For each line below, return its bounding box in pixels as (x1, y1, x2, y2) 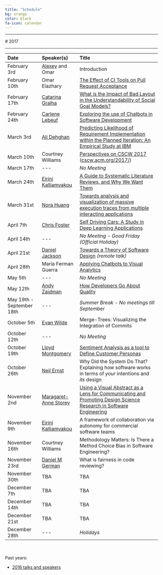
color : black (5, 16, 32, 21)
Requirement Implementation (79, 131, 146, 137)
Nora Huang (42, 202, 69, 209)
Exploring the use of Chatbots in (79, 111, 153, 117)
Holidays (79, 529, 100, 536)
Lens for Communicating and (79, 390, 146, 397)
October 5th (7, 319, 35, 326)
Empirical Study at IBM (79, 143, 131, 149)
